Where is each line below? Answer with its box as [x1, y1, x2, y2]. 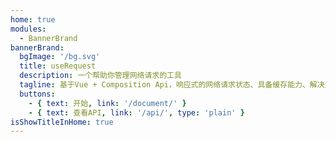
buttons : [19, 89, 56, 99]
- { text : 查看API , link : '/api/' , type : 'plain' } [28, 107, 245, 118]
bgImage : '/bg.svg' [19, 52, 101, 62]
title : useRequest [19, 61, 97, 71]
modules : [10, 24, 47, 34]
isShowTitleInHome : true [10, 117, 114, 127]
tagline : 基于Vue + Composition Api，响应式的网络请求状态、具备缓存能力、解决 [19, 80, 325, 90]
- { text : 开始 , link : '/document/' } [28, 98, 187, 108]
